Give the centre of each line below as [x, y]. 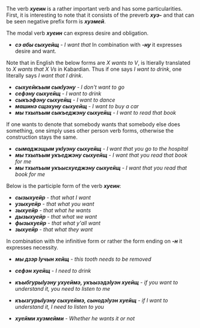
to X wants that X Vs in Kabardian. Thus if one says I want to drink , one [94, 69]
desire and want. [36, 51]
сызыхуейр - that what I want [53, 197]
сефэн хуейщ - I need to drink [53, 271]
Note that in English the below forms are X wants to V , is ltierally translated [98, 63]
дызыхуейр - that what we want [56, 217]
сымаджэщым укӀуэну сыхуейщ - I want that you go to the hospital [101, 149]
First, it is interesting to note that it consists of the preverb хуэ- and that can [100, 15]
